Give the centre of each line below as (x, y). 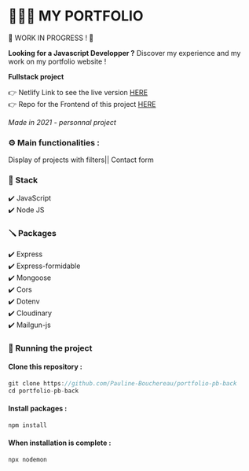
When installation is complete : (60, 443)
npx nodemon (27, 459)
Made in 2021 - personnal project (62, 122)
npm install (27, 425)
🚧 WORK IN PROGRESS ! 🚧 (51, 38)
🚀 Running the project (50, 348)
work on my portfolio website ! (57, 61)
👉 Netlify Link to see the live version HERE (78, 92)
